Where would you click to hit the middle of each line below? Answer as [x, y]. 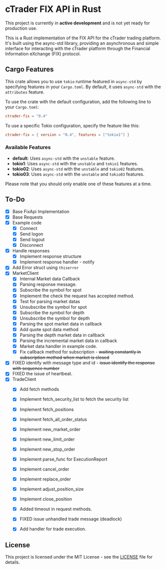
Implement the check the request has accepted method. [77, 296]
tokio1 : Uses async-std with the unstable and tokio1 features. [75, 163]
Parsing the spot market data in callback [61, 324]
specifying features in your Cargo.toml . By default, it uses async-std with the [83, 87]
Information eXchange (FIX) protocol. [43, 54]
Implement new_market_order [50, 429]
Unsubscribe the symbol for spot [53, 307]
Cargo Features [29, 69]
